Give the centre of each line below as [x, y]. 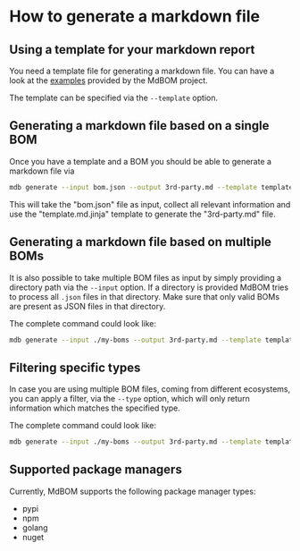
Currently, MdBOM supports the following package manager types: [133, 491]
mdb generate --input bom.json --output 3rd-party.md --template [133, 187]
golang [35, 527]
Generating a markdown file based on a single [139, 126]
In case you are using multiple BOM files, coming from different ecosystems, [150, 389]
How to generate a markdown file [135, 17]
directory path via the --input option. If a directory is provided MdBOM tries [149, 287]
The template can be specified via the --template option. [114, 97]
